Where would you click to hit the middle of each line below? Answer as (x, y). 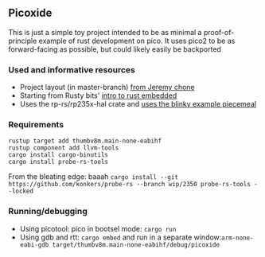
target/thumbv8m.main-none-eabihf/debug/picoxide (136, 245)
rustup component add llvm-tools (64, 148)
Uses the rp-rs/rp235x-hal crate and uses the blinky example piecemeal (138, 104)
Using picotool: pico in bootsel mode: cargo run (98, 228)
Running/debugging (48, 212)
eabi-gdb (34, 245)
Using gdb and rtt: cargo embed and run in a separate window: (121, 237)
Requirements (36, 125)
